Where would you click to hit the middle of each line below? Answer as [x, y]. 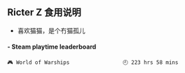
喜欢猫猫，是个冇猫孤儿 [51, 31]
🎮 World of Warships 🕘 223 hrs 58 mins [93, 63]
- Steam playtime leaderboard [52, 47]
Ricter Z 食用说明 [44, 13]
